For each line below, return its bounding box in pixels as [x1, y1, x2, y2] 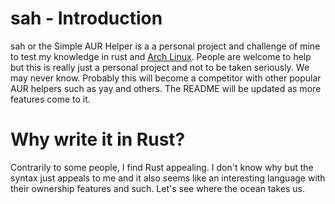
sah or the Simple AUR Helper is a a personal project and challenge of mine [10, 40, 321, 52]
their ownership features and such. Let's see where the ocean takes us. [10, 182, 306, 194]
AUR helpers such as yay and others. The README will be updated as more [10, 82, 322, 94]
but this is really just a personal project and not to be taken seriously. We [10, 61, 310, 73]
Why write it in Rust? [10, 128, 186, 151]
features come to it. [10, 93, 91, 105]
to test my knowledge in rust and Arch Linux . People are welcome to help [10, 50, 312, 62]
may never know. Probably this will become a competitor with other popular [10, 72, 322, 84]
